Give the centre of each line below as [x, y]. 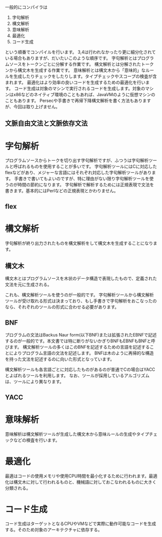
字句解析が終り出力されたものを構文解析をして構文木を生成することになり [79, 243]
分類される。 [18, 488]
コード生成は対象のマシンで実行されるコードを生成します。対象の [80, 88]
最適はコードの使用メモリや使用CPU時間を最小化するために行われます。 [77, 476]
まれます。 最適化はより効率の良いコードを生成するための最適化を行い [75, 82]
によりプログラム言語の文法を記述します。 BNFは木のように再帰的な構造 [81, 353]
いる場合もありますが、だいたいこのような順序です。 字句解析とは [71, 58]
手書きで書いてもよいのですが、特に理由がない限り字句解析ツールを [82, 179]
